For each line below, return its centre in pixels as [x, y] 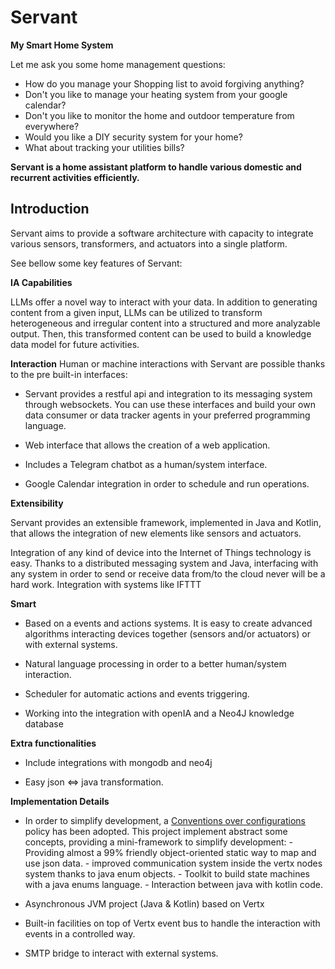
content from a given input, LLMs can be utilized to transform [136, 312]
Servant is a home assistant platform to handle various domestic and [156, 167]
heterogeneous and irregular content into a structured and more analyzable [165, 323]
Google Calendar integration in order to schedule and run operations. [167, 483]
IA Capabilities [41, 282]
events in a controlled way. [80, 933]
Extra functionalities [53, 743]
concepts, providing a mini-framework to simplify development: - [158, 842]
